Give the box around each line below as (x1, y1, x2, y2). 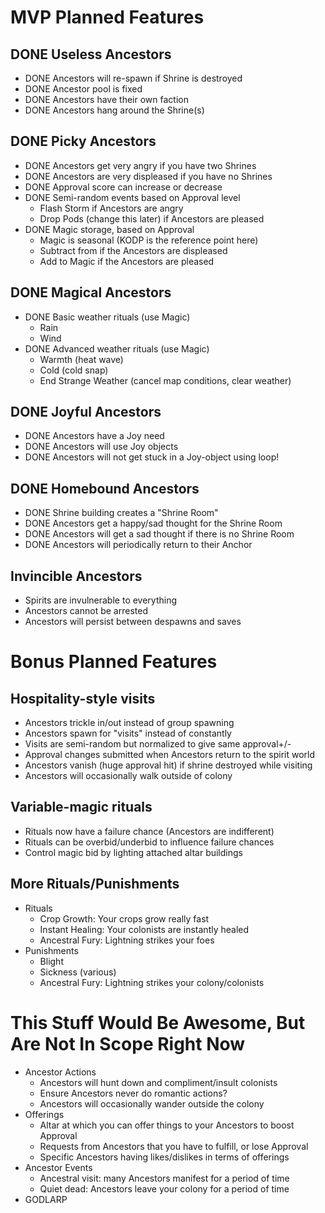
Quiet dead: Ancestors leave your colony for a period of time (39, 1182, 290, 1195)
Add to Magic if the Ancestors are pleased (39, 255, 215, 267)
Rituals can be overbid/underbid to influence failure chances (24, 836, 275, 848)
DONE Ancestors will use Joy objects (24, 441, 179, 453)
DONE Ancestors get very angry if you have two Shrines (24, 159, 257, 171)
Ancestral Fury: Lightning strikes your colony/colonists (39, 976, 265, 988)
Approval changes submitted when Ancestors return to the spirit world (24, 749, 316, 761)
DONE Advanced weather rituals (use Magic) (24, 342, 210, 355)
